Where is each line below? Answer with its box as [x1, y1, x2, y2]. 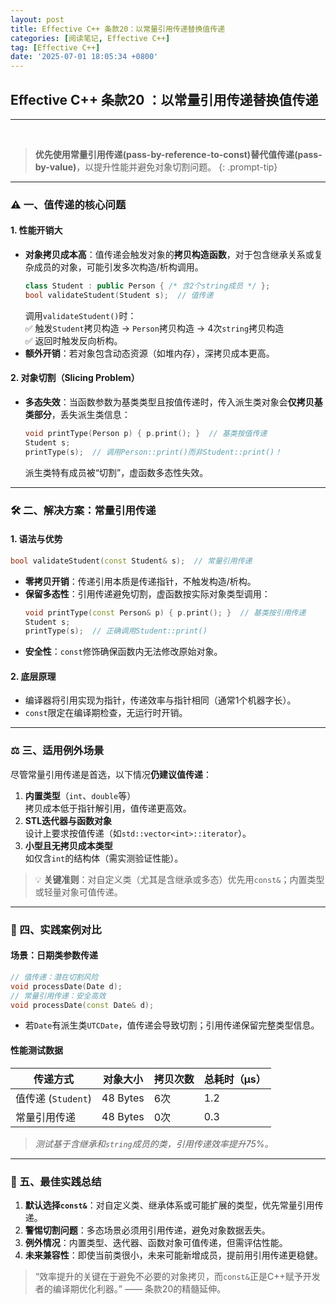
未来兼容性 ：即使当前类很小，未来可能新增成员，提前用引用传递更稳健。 [24, 1249, 323, 1261]
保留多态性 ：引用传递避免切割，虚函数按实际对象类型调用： [24, 587, 271, 600]
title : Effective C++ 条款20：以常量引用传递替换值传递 [10, 24, 226, 34]
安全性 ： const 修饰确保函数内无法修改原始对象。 [24, 646, 223, 658]
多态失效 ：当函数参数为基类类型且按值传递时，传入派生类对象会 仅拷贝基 [24, 396, 323, 408]
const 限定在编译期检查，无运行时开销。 [24, 707, 188, 719]
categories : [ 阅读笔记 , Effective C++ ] [10, 33, 171, 43]
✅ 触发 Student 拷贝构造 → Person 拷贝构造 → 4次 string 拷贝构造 [24, 322, 285, 334]
